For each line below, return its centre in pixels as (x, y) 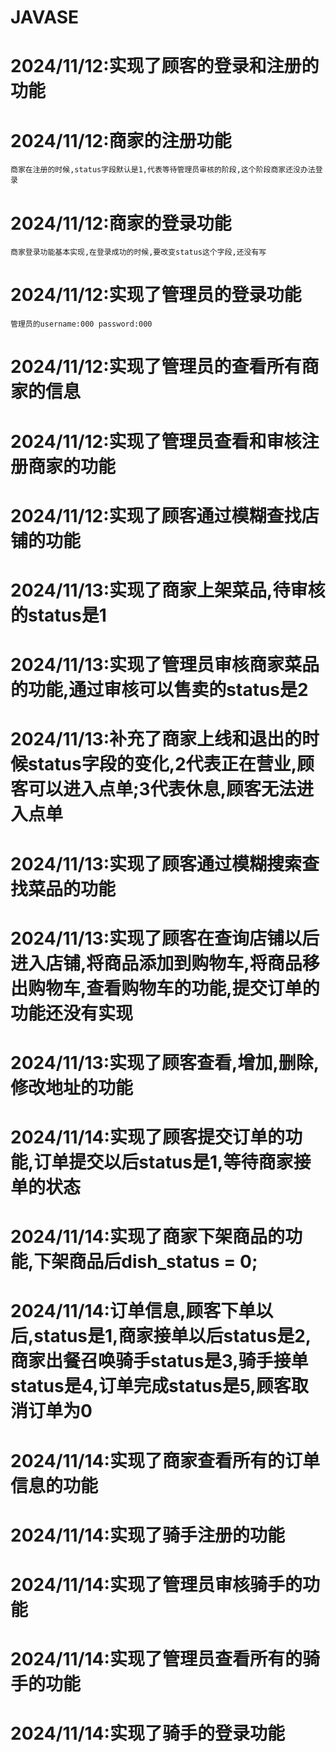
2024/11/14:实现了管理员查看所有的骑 (165, 1659)
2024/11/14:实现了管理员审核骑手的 (156, 1585)
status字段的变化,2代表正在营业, (163, 764)
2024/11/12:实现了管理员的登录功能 (156, 295)
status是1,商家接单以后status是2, (172, 1336)
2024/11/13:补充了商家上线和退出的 (156, 739)
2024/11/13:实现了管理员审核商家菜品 (165, 665)
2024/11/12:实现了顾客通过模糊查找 (156, 515)
